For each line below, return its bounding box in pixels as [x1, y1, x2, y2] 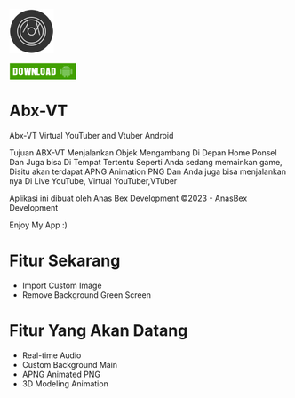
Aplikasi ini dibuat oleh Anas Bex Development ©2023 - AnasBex [9, 193, 248, 203]
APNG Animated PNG [21, 369, 100, 379]
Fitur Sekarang [9, 251, 121, 271]
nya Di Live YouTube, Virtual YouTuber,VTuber [9, 175, 178, 186]
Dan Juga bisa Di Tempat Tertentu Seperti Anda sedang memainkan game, [9, 156, 283, 167]
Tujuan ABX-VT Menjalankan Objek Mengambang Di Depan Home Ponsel [9, 147, 277, 158]
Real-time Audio [21, 350, 82, 361]
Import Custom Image [21, 280, 102, 291]
